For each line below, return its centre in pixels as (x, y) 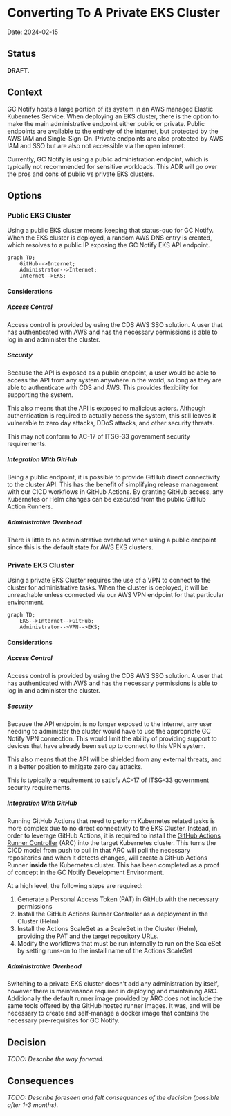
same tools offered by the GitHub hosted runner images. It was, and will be (114, 1006)
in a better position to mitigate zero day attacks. (75, 766)
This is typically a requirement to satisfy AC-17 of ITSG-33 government (108, 780)
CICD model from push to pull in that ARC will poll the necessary (99, 850)
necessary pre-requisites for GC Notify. (63, 1020)
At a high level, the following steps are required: (75, 885)
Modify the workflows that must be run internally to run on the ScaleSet (119, 943)
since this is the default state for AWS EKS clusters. (80, 547)
